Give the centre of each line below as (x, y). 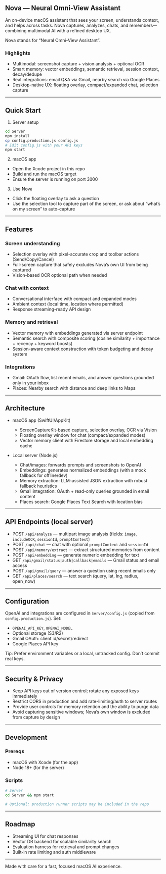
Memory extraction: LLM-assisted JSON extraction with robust (83, 480)
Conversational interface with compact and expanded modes (74, 299)
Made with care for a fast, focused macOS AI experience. (63, 866)
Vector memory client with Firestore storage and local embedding (86, 440)
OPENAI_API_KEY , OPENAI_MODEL (42, 628)
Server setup (25, 122)
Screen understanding (33, 243)
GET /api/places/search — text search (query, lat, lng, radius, (75, 576)
